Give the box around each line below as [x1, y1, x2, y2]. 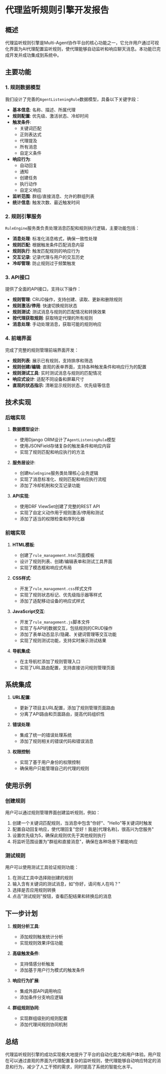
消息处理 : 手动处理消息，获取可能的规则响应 [12, 321, 102, 327]
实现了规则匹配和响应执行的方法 [19, 449, 85, 455]
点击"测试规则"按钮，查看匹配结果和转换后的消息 [12, 893, 112, 900]
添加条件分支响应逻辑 [19, 994, 63, 1000]
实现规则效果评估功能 [19, 940, 63, 946]
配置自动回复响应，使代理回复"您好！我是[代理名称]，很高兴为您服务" [12, 826, 154, 832]
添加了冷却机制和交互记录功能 [19, 482, 81, 488]
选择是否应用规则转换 [12, 887, 56, 893]
